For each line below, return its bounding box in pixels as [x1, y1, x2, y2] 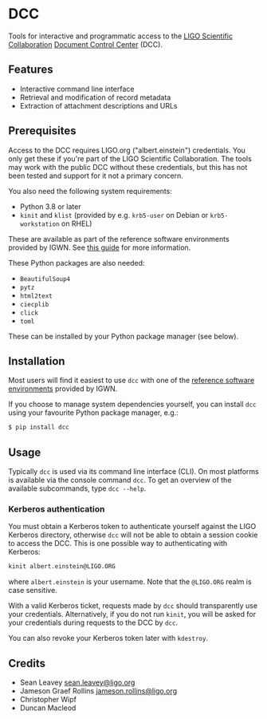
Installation [8, 354, 65, 368]
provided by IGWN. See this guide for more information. [8, 243, 191, 252]
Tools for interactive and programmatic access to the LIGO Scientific [8, 31, 234, 41]
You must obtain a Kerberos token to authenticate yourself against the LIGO [8, 522, 257, 531]
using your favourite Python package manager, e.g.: [8, 408, 179, 417]
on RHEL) [61, 219, 92, 228]
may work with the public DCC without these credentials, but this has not [8, 162, 248, 172]
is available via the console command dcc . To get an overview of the [8, 476, 232, 485]
